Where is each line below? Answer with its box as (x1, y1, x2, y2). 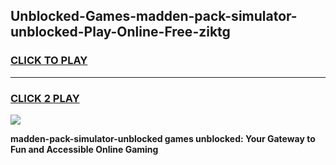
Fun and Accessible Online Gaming (10, 143, 159, 155)
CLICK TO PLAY (10, 54, 88, 68)
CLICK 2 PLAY (10, 91, 80, 105)
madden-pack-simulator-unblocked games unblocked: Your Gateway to (10, 132, 316, 144)
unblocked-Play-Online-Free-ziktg (10, 24, 231, 41)
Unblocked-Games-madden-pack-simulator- (10, 8, 298, 25)
